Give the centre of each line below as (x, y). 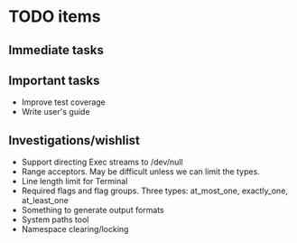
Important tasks (54, 80)
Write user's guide (56, 112)
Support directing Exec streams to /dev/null (102, 162)
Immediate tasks (56, 50)
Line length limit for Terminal (74, 182)
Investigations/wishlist (74, 140)
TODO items (55, 17)
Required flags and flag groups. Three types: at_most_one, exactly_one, (154, 191)
